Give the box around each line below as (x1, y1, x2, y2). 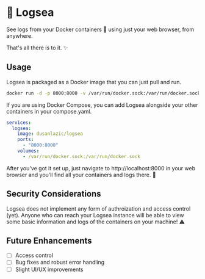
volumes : (17, 148, 40, 154)
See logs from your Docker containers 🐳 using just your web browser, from (6, 26, 194, 33)
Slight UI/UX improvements (15, 266, 84, 273)
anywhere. (6, 32, 33, 39)
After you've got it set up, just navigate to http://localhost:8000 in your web (6, 164, 196, 172)
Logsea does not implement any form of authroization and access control (6, 205, 191, 212)
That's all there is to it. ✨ (6, 44, 68, 51)
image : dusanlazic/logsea (17, 131, 84, 137)
